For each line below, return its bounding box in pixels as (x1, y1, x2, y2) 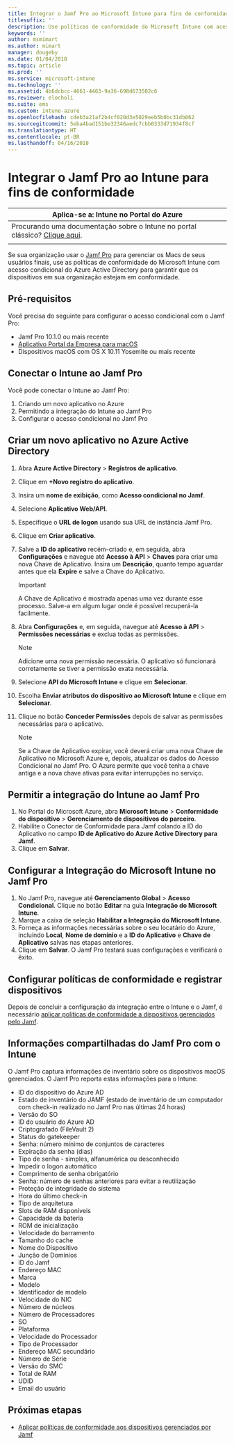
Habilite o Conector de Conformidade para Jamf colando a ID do (17, 822, 203, 830)
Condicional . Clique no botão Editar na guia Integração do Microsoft (17, 902, 217, 910)
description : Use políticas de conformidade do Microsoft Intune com (8, 23, 214, 30)
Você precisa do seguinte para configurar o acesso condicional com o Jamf (8, 311, 225, 320)
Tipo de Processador (17, 1339, 78, 1348)
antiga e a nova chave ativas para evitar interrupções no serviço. (17, 768, 204, 777)
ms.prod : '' (8, 68, 42, 75)
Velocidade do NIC (17, 1295, 72, 1304)
